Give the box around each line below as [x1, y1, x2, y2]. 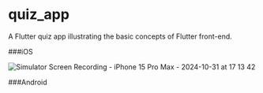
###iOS [8, 46, 33, 56]
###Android [8, 77, 47, 87]
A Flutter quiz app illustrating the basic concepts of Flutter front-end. [8, 32, 233, 41]
